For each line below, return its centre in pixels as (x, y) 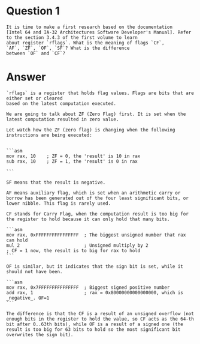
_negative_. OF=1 (28, 298)
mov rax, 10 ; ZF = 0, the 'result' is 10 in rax (73, 156)
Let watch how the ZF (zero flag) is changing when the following (91, 130)
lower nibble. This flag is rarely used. (59, 203)
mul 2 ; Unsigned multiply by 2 (77, 245)
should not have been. (34, 271)
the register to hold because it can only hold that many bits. (88, 219)
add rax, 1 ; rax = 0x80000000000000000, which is (95, 292)
